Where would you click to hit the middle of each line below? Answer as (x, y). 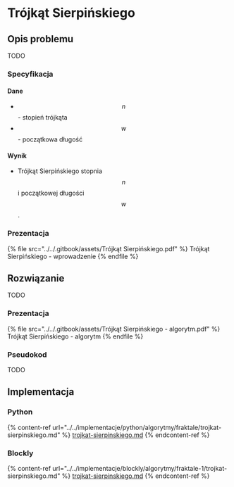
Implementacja (41, 392)
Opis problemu (41, 39)
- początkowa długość (50, 139)
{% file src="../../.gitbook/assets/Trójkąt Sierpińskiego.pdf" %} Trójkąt (109, 248)
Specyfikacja (30, 74)
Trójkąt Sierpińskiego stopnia (60, 171)
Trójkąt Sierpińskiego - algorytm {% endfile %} (75, 336)
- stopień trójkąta (43, 118)
